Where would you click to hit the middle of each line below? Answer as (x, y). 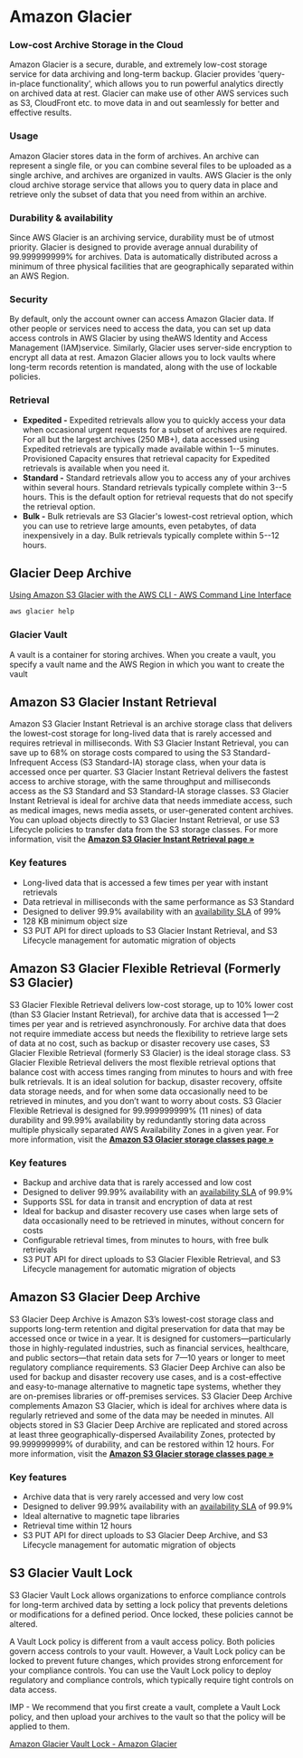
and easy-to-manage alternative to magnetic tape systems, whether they (146, 1386)
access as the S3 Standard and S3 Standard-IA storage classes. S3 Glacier (149, 791)
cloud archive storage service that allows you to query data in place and (144, 185)
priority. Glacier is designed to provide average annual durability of (134, 247)
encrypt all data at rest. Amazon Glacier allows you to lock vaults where (142, 357)
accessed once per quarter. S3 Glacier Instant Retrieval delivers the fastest (149, 772)
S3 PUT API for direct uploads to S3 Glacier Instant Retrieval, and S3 (150, 930)
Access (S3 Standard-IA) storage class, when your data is (158, 763)
